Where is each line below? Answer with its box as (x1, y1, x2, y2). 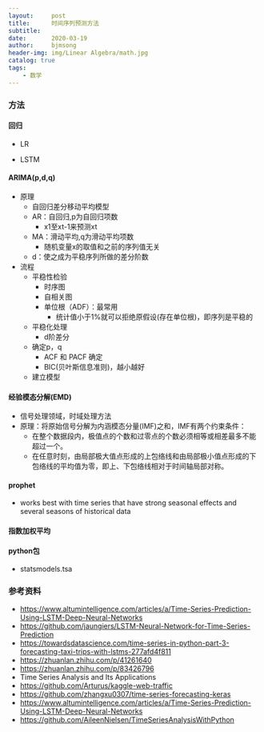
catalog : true (8, 57, 56, 65)
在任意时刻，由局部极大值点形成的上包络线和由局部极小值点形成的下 (31, 451, 257, 461)
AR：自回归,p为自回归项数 (31, 212, 118, 221)
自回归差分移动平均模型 (31, 201, 110, 211)
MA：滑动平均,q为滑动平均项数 (31, 232, 134, 241)
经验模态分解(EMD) (8, 392, 72, 402)
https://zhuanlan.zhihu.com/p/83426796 (19, 664, 154, 673)
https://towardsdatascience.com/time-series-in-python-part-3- (19, 638, 230, 648)
